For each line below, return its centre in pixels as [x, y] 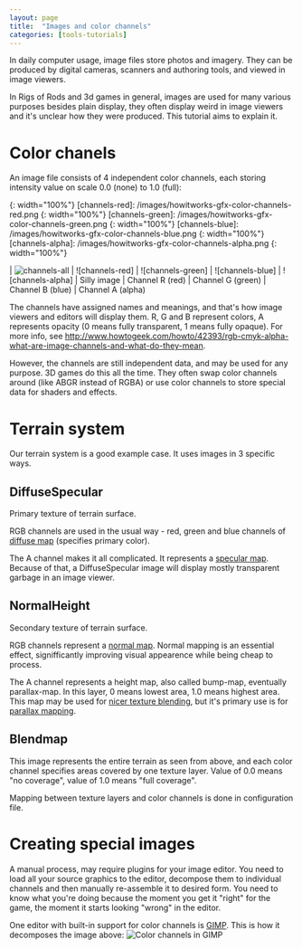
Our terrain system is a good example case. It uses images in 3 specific [142, 454]
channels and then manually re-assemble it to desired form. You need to [144, 888]
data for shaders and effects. [63, 392]
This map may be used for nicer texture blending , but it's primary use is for [149, 701]
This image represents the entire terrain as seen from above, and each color [151, 761]
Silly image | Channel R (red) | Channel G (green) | [173, 280]
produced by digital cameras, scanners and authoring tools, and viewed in [147, 70]
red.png [24, 214]
